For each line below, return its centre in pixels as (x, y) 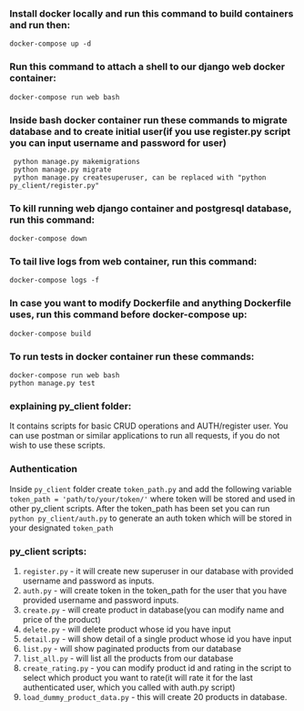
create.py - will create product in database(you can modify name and (153, 610)
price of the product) (62, 619)
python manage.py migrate (62, 170)
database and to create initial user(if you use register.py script (150, 131)
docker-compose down (49, 239)
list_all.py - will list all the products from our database (128, 658)
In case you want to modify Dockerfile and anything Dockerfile (150, 304)
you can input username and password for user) (118, 142)
